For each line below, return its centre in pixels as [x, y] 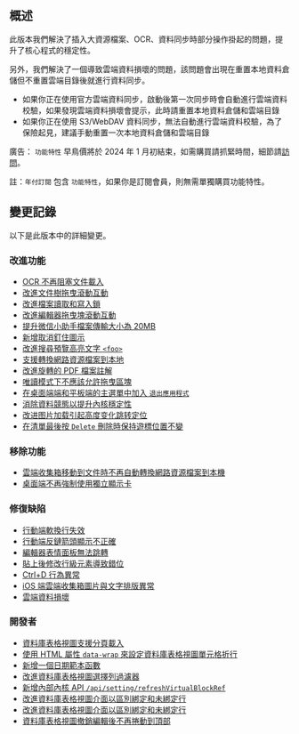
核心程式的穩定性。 [60, 50]
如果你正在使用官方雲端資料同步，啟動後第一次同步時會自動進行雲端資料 [154, 99]
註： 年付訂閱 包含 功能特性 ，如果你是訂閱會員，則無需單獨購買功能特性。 [139, 181]
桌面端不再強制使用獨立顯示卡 [77, 484]
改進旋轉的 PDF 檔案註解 [67, 370]
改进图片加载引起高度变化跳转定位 [85, 415]
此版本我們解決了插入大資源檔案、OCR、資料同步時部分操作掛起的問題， [142, 39]
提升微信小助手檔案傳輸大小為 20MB [89, 326]
